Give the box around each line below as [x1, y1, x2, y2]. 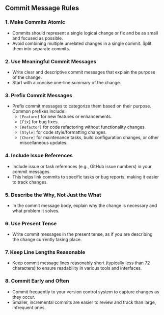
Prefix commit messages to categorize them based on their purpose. [12, 103, 151, 109]
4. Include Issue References [5, 152, 73, 159]
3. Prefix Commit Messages [5, 92, 73, 99]
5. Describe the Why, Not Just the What [5, 191, 102, 198]
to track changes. [12, 179, 48, 185]
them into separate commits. [12, 45, 70, 51]
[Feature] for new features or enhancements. [19, 113, 112, 120]
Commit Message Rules [5, 4, 80, 12]
